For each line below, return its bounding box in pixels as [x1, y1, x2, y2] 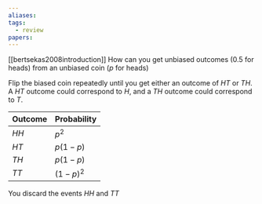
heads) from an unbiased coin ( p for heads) [8, 64, 149, 73]
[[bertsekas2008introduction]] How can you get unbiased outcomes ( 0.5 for [8, 55, 254, 64]
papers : [8, 33, 34, 42]
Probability [54, 114, 97, 125]
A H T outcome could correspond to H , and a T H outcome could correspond [8, 87, 253, 97]
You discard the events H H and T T [8, 188, 120, 198]
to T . [8, 95, 24, 104]
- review [15, 26, 44, 34]
